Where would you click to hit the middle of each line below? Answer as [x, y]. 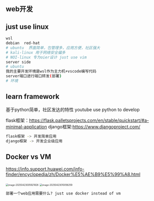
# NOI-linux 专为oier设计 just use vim [46, 57]
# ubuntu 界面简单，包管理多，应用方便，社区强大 [53, 48]
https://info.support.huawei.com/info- [45, 169]
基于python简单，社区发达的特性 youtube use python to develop [73, 109]
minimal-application [26, 126]
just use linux [27, 27]
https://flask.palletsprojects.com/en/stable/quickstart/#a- [89, 120]
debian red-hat [23, 43]
